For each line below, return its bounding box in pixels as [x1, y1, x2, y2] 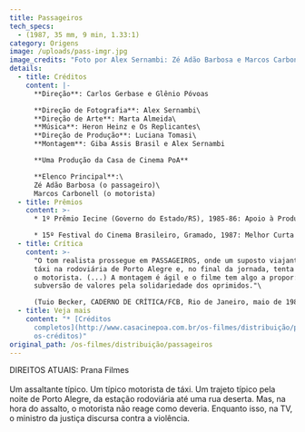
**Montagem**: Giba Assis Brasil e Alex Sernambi [33, 140, 225, 149]
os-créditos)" [33, 331, 88, 340]
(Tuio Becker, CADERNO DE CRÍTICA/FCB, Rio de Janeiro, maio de [33, 298, 282, 307]
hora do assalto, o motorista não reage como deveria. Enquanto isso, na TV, [9, 403, 293, 414]
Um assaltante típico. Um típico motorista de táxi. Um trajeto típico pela [9, 384, 276, 395]
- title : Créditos [17, 73, 88, 82]
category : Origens [9, 38, 79, 48]
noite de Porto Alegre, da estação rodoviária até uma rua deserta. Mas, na [9, 394, 286, 405]
